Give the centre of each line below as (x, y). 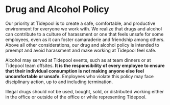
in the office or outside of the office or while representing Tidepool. (76, 97)
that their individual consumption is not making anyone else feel (75, 71)
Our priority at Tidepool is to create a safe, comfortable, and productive (80, 23)
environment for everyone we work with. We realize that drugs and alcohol (84, 28)
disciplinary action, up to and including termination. (59, 82)
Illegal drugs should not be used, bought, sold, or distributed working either (85, 91)
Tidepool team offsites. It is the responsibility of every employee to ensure (85, 65)
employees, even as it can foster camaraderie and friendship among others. (85, 40)
